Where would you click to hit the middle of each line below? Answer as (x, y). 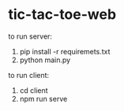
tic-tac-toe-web (62, 15)
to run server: (30, 36)
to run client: (29, 75)
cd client (34, 90)
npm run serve (43, 98)
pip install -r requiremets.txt (65, 51)
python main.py (45, 60)
